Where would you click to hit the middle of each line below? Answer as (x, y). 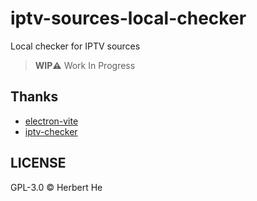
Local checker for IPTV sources (75, 46)
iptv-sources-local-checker (128, 18)
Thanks (34, 97)
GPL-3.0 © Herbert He (56, 187)
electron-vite (51, 121)
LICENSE (38, 163)
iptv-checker (51, 131)
